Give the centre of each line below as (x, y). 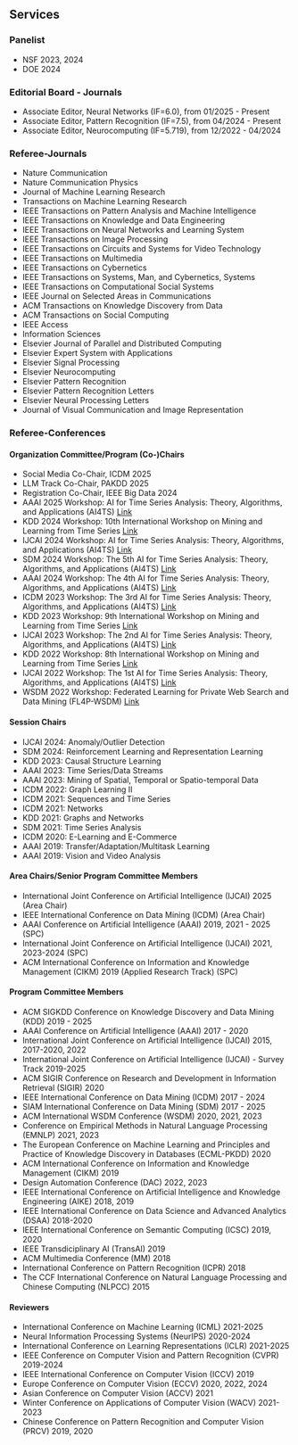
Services (35, 15)
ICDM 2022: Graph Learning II (77, 789)
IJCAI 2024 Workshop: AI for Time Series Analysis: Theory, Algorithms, (153, 541)
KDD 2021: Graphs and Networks (83, 817)
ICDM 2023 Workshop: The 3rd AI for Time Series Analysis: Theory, (147, 598)
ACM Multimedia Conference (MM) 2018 (96, 1259)
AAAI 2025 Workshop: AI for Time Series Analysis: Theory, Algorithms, (152, 502)
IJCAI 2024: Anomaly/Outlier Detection (93, 742)
